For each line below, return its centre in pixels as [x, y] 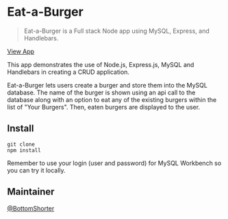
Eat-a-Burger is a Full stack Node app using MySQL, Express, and [117, 31]
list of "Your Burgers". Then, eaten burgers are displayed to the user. [104, 107]
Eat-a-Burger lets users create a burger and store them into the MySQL [107, 85]
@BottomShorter [31, 208]
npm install [24, 150]
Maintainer [31, 192]
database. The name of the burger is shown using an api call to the [101, 92]
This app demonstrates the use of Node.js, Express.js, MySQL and [101, 64]
